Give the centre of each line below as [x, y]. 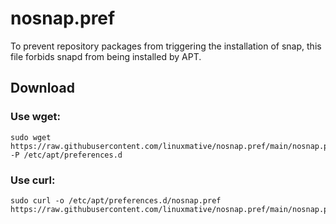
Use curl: [33, 180]
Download [42, 88]
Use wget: [35, 117]
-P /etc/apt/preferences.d [66, 155]
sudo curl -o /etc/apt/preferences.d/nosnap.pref [116, 200]
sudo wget [31, 137]
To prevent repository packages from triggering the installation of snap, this [166, 46]
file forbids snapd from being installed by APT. [106, 56]
